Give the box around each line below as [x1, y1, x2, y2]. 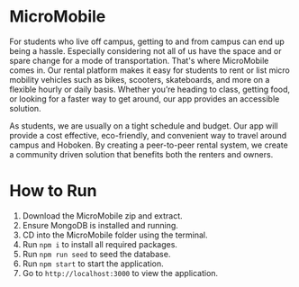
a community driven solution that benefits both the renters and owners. [9, 148, 274, 159]
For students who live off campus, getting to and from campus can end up [9, 36, 285, 47]
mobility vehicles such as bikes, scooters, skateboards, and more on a [9, 74, 270, 85]
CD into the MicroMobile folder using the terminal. [22, 229, 209, 240]
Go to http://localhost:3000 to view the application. [22, 267, 219, 278]
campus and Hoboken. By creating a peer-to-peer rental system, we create [9, 139, 288, 150]
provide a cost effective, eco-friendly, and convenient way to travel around [9, 130, 287, 140]
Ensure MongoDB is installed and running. [22, 220, 178, 230]
